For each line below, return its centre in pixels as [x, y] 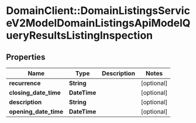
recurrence [25, 83]
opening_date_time [36, 112]
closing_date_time [35, 93]
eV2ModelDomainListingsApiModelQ [98, 23]
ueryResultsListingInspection [80, 36]
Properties [26, 57]
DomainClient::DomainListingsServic [98, 11]
